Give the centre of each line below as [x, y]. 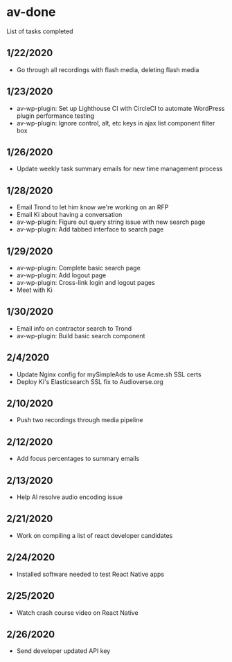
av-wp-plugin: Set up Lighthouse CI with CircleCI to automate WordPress [121, 108]
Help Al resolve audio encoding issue [70, 497]
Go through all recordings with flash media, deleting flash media [108, 69]
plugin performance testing [55, 116]
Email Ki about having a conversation [69, 215]
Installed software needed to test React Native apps [90, 574]
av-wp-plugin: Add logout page [61, 275]
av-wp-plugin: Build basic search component [81, 336]
